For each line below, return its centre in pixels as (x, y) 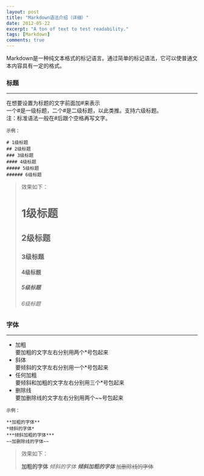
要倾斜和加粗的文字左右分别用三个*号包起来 (70, 382)
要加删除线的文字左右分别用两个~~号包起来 (69, 398)
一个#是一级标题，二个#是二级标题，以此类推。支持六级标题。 (84, 110)
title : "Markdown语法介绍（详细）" (48, 18)
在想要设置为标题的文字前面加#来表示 (53, 103)
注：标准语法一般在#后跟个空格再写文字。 (59, 118)
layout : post (23, 12)
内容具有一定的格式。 (38, 66)
